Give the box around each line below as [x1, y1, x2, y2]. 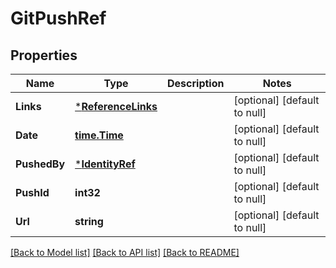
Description [167, 77, 225, 90]
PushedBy [15, 157, 66, 171]
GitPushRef [10, 7, 107, 30]
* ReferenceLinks [74, 100, 158, 113]
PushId [15, 186, 50, 199]
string [74, 215, 104, 228]
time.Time [74, 128, 124, 142]
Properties [10, 47, 78, 64]
